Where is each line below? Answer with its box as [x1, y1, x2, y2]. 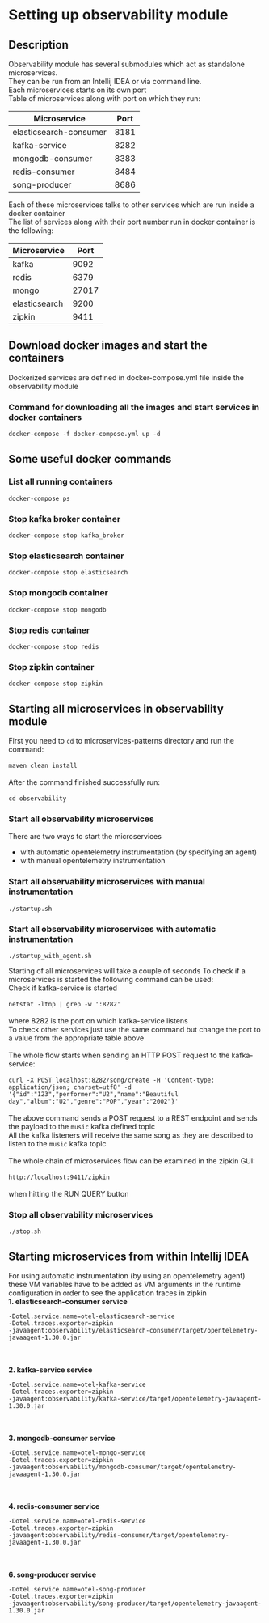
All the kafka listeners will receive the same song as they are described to [8, 1130, 254, 1140]
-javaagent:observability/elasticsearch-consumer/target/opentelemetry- [8, 1327, 258, 1335]
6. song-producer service [8, 1570, 97, 1579]
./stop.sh [8, 1227, 42, 1235]
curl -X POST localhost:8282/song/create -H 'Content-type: [8, 1076, 216, 1084]
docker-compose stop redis [8, 642, 99, 650]
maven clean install [8, 762, 78, 770]
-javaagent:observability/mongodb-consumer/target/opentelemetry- [8, 1463, 237, 1472]
